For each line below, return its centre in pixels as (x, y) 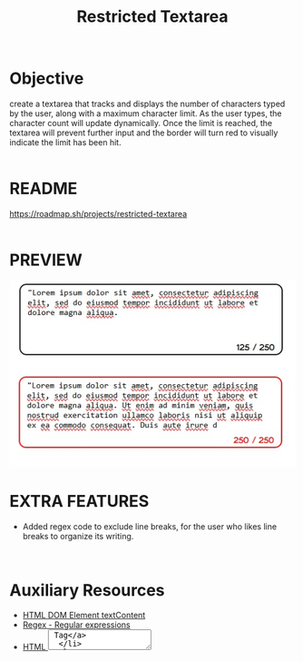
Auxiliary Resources (87, 590)
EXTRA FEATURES (79, 501)
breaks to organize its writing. (78, 536)
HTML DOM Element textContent (84, 616)
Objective (47, 79)
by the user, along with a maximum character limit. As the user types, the (146, 113)
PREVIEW (46, 260)
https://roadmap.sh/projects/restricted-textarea (98, 213)
